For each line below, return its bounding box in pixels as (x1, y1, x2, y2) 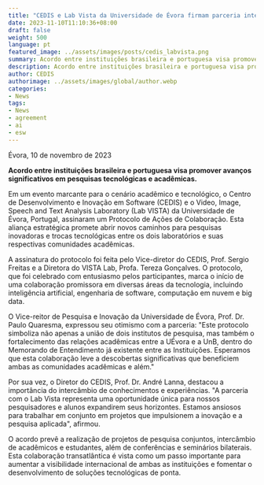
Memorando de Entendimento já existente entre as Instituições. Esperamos (8, 345, 251, 354)
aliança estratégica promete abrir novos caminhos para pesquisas (8, 222, 222, 232)
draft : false (8, 26, 51, 34)
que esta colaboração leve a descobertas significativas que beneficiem (8, 354, 240, 363)
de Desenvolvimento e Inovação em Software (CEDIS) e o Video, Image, (8, 198, 241, 207)
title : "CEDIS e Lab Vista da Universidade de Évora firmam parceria (8, 11, 241, 20)
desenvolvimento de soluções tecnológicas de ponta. (8, 468, 181, 477)
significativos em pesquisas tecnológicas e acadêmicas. (8, 174, 198, 183)
